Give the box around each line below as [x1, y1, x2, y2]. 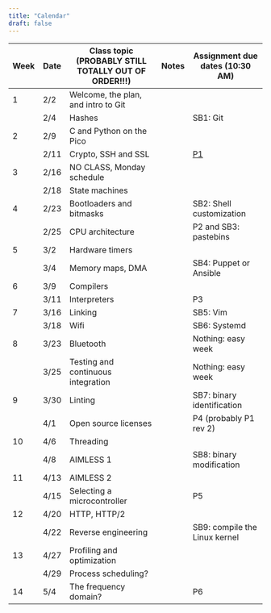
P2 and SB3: [192, 221, 240, 232]
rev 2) [192, 423, 216, 434]
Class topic [89, 45, 134, 56]
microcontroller [69, 495, 127, 507]
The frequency [69, 581, 126, 592]
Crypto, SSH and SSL [69, 148, 150, 160]
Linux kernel [192, 532, 240, 543]
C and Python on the [69, 125, 148, 136]
